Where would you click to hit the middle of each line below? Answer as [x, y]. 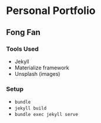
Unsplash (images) [37, 73]
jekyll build [31, 108]
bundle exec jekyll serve [46, 115]
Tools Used [23, 49]
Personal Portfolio [51, 11]
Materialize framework [42, 68]
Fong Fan [23, 32]
